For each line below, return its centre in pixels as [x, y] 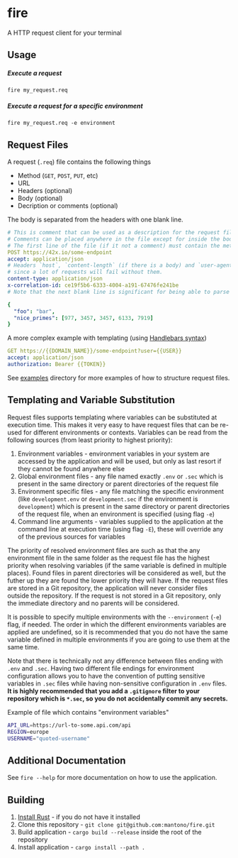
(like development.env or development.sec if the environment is [108, 499]
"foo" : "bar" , [34, 311]
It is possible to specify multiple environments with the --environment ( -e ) [114, 617]
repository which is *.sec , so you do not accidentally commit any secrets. [118, 698]
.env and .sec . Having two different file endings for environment [101, 668]
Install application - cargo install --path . [81, 847]
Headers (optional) [45, 191]
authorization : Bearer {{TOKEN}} [57, 364]
